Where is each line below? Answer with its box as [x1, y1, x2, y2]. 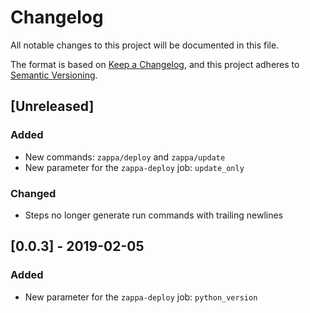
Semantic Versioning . [10, 69, 98, 81]
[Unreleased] [10, 98, 95, 115]
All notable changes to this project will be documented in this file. [10, 39, 280, 51]
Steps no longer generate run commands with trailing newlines [24, 209, 284, 221]
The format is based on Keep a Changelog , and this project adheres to [10, 58, 300, 70]
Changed [10, 186, 57, 200]
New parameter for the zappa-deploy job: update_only [24, 161, 245, 173]
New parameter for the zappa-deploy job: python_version [24, 291, 258, 303]
